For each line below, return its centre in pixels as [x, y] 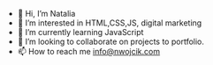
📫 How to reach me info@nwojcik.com [89, 51]
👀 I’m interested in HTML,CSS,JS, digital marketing [110, 23]
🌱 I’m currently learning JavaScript [80, 32]
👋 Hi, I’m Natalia [46, 14]
